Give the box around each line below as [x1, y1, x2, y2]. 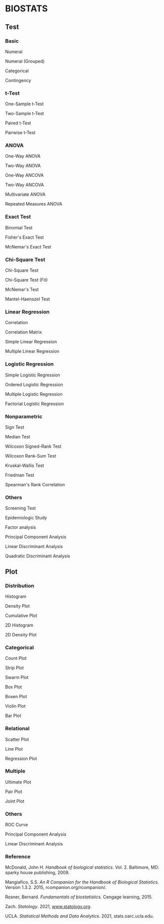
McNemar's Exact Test [5, 244, 51, 250]
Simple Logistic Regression [5, 372, 60, 378]
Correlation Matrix [5, 329, 42, 335]
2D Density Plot [5, 631, 37, 637]
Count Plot [5, 655, 27, 661]
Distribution [5, 582, 35, 589]
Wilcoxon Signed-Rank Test [5, 443, 62, 449]
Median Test [5, 433, 31, 440]
